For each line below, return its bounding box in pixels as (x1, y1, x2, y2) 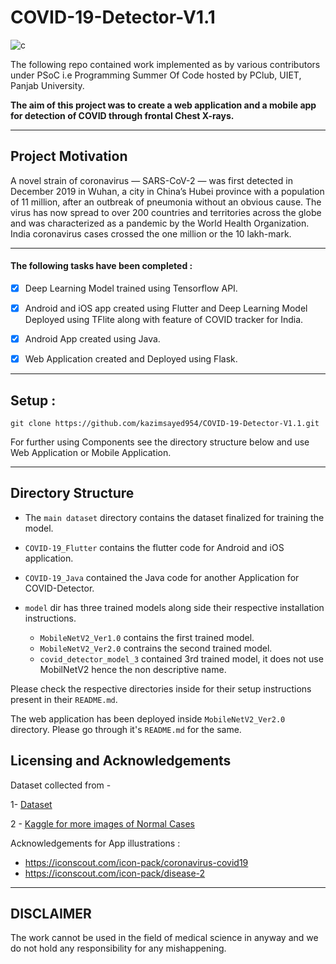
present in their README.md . (10, 693, 118, 705)
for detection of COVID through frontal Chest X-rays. (10, 109, 235, 121)
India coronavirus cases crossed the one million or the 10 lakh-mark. (10, 227, 292, 240)
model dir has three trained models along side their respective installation (24, 601, 325, 613)
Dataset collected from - (10, 779, 112, 791)
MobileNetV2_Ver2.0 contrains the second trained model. (39, 642, 273, 654)
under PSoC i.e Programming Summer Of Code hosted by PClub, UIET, (10, 69, 302, 81)
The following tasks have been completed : (10, 260, 193, 272)
